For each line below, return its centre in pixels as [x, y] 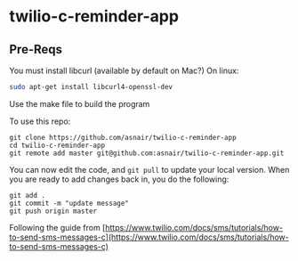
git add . [28, 195]
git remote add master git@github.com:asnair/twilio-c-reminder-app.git [147, 153]
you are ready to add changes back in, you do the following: [119, 179]
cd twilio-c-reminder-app [57, 145]
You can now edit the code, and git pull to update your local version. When [149, 169]
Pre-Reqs [36, 49]
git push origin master [53, 211]
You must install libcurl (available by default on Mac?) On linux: [124, 70]
